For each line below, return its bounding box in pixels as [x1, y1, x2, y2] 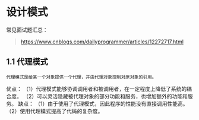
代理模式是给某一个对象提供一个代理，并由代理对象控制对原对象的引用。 [6, 74, 157, 80]
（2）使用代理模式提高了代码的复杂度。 [6, 108, 103, 115]
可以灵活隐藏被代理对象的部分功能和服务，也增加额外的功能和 [36, 93, 188, 100]
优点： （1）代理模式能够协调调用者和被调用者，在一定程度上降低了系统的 [6, 85, 187, 92]
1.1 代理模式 [6, 57, 49, 67]
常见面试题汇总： [6, 26, 48, 33]
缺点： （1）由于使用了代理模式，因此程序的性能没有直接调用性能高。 [17, 100, 188, 107]
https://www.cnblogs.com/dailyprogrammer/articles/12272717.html [20, 38, 184, 45]
